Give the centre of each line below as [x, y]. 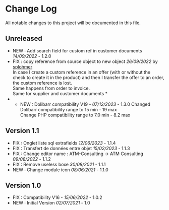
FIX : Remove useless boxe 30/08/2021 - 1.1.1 [59, 164]
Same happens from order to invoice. [51, 88]
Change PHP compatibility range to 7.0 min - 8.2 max [75, 115]
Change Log [31, 9]
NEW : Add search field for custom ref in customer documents [77, 50]
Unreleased [24, 39]
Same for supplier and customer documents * [60, 93]
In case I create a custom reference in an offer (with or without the [81, 72]
